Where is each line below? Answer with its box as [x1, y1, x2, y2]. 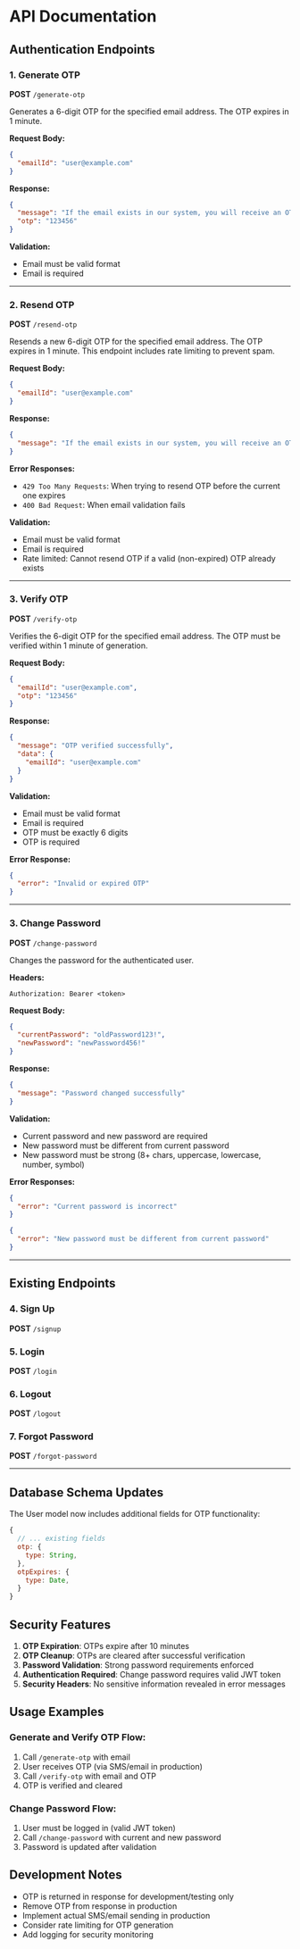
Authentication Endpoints [9, 42, 155, 57]
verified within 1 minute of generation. [9, 640, 148, 651]
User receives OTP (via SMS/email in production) [21, 1761, 204, 1771]
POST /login [9, 1365, 58, 1376]
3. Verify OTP [9, 593, 69, 605]
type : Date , [25, 1576, 70, 1585]
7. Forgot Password [9, 1430, 94, 1443]
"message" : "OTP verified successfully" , [17, 741, 174, 751]
